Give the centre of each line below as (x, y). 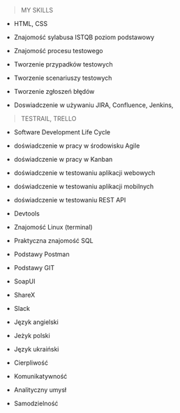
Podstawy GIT (34, 268)
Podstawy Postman (42, 254)
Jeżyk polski (32, 336)
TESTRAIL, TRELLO (48, 119)
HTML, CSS (30, 23)
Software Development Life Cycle (62, 132)
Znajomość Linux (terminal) (53, 227)
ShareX (24, 295)
